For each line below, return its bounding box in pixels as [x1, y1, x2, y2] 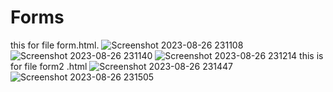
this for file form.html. [10, 39, 100, 51]
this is [299, 49, 324, 61]
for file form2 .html [10, 60, 88, 72]
